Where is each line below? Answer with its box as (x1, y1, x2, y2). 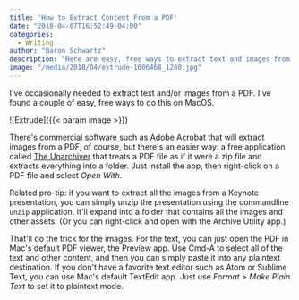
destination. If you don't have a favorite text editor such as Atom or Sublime (9, 261, 288, 272)
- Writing (17, 38, 54, 47)
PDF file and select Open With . (9, 169, 123, 180)
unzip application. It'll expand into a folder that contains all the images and (9, 206, 284, 217)
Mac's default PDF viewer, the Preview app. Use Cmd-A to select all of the (9, 243, 284, 253)
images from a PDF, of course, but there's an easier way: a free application (9, 141, 286, 152)
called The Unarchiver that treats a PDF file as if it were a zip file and (9, 150, 262, 161)
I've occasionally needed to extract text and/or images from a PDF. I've (9, 87, 271, 99)
